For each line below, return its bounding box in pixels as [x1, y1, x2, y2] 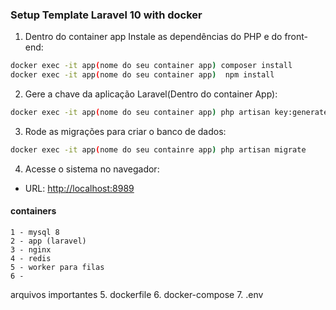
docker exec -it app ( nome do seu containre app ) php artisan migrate [10, 144, 307, 155]
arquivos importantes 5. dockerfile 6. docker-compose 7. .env [10, 289, 264, 300]
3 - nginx [10, 245, 52, 255]
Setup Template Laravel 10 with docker [10, 8, 203, 22]
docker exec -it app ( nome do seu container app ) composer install [10, 61, 293, 71]
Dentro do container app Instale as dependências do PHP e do [24, 31, 283, 43]
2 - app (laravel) [10, 236, 87, 246]
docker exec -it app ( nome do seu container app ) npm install [10, 70, 275, 80]
